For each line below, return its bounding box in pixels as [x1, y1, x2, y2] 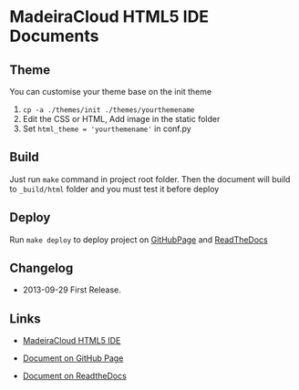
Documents [9, 26, 99, 46]
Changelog [9, 261, 74, 276]
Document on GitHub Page [22, 353, 124, 364]
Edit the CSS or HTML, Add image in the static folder [22, 114, 221, 124]
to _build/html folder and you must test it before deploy [9, 183, 220, 194]
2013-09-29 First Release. [22, 284, 121, 295]
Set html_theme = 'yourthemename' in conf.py [22, 123, 191, 134]
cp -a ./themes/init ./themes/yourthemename [22, 106, 195, 115]
